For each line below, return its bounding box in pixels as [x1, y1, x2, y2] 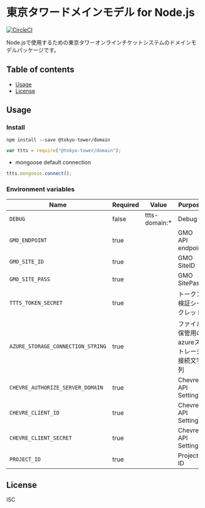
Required [112, 201, 139, 209]
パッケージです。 [16, 46, 60, 54]
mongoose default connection [15, 159, 92, 166]
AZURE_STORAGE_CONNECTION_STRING [9, 343, 107, 350]
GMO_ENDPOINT [9, 237, 48, 244]
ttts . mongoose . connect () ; [6, 170, 72, 177]
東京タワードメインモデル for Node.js [6, 5, 195, 20]
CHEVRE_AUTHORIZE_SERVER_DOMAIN [9, 384, 104, 391]
